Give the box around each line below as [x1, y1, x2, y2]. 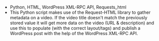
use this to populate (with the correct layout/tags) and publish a [9, 25, 141, 31]
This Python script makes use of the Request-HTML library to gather [9, 9, 151, 15]
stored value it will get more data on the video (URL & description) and [9, 20, 155, 26]
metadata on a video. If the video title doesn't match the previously [9, 15, 148, 20]
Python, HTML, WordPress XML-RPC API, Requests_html [9, 4, 127, 10]
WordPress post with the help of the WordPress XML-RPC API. [9, 31, 138, 36]
